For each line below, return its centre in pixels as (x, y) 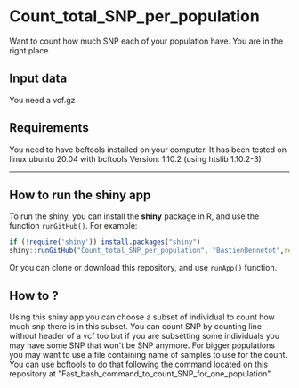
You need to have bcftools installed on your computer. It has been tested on (148, 150)
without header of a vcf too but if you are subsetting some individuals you (145, 335)
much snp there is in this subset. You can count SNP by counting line (136, 326)
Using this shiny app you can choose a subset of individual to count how (142, 317)
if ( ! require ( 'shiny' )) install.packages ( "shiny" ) (105, 242)
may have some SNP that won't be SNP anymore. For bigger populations (142, 345)
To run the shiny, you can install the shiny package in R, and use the (134, 216)
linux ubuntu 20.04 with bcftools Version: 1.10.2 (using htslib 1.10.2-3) (136, 158)
